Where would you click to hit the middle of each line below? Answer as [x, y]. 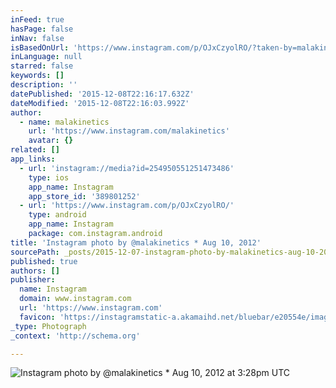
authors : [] [35, 271]
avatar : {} [51, 141]
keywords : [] [37, 76]
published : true [44, 261]
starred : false [42, 66]
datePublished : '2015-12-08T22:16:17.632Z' [102, 94]
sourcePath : [35, 252]
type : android [57, 215]
